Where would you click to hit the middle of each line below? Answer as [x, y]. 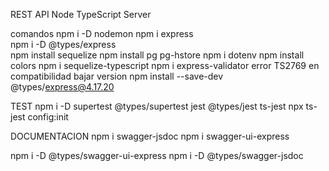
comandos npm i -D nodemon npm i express [102, 33]
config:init [48, 117]
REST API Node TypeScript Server [81, 14]
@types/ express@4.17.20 [62, 87]
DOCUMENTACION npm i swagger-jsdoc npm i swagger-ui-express [150, 136]
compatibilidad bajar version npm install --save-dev [117, 76]
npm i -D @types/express [63, 44]
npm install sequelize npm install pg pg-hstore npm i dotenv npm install [157, 55]
